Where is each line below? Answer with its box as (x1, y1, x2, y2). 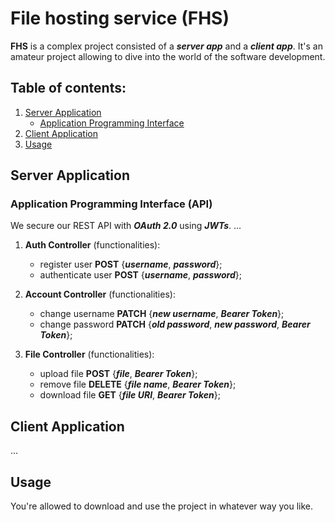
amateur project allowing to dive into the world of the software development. (10, 50, 326, 62)
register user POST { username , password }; (39, 258, 223, 271)
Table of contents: (10, 80, 127, 97)
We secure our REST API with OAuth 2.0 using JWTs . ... (10, 220, 242, 232)
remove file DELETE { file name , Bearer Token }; (39, 378, 237, 391)
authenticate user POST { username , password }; (39, 269, 242, 281)
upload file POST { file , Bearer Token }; (39, 368, 198, 380)
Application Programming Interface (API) (10, 197, 213, 211)
